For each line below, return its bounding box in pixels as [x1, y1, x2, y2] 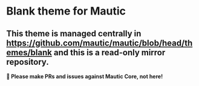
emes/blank [6, 47, 53, 58]
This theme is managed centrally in [6, 28, 142, 39]
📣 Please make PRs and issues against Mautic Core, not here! [6, 73, 163, 80]
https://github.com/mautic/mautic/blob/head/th [6, 38, 193, 48]
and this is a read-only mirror [53, 47, 166, 58]
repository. [6, 56, 50, 67]
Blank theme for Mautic [6, 4, 126, 18]
